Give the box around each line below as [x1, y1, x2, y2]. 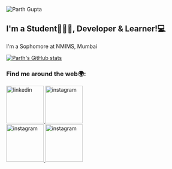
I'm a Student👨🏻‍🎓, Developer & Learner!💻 [6, 24, 166, 34]
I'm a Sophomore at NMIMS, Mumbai [6, 43, 98, 50]
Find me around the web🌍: [6, 70, 86, 78]
